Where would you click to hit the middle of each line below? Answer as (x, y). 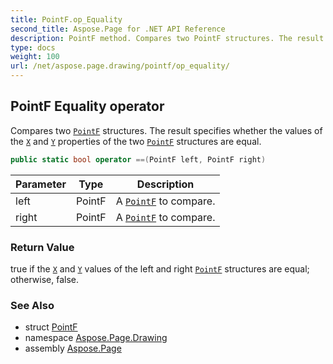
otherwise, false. (44, 279)
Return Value (42, 247)
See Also (32, 305)
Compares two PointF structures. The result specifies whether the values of (166, 130)
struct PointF (51, 327)
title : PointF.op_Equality (66, 19)
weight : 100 (35, 57)
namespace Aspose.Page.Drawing (96, 338)
